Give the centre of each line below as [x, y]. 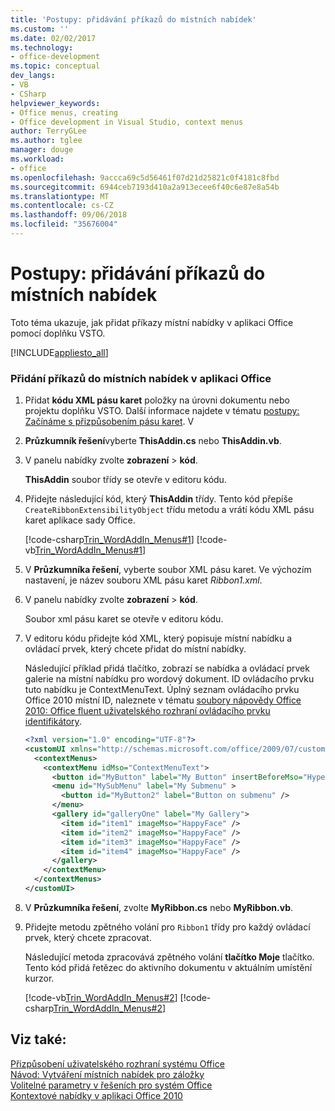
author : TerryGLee [48, 131]
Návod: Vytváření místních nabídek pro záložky [107, 1074]
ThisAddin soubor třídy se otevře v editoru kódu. [125, 480]
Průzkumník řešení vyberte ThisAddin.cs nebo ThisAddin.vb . [153, 441]
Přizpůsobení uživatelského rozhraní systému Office [117, 1063]
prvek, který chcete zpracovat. [88, 937]
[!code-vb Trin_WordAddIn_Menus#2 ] [101, 997]
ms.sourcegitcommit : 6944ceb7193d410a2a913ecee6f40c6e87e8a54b [145, 187]
